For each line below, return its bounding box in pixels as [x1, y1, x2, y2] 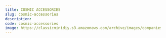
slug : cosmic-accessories [5, 12, 58, 17]
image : [5, 26, 19, 31]
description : [5, 16, 32, 21]
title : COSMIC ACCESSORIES [5, 7, 61, 12]
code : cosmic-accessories [5, 21, 58, 26]
